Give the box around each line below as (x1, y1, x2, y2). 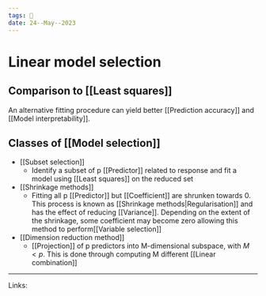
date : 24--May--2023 (8, 19, 77, 27)
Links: (8, 281, 28, 290)
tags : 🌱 (8, 11, 34, 20)
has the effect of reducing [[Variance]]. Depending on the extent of (31, 208, 251, 217)
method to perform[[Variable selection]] (31, 224, 162, 234)
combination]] (31, 258, 78, 268)
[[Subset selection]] (19, 157, 85, 167)
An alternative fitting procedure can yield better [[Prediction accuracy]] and (8, 105, 255, 114)
